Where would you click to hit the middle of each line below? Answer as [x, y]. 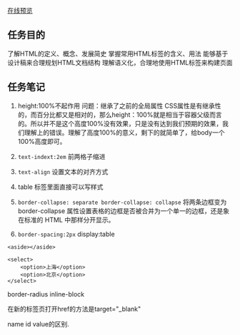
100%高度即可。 [42, 141]
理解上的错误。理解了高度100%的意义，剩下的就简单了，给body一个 [124, 132]
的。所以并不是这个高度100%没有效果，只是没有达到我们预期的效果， [120, 123]
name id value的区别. [38, 324]
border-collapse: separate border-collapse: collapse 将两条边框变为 [122, 202]
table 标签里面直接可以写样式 [60, 187]
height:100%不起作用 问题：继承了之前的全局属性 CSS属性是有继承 [116, 105]
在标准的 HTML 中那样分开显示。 [66, 220]
